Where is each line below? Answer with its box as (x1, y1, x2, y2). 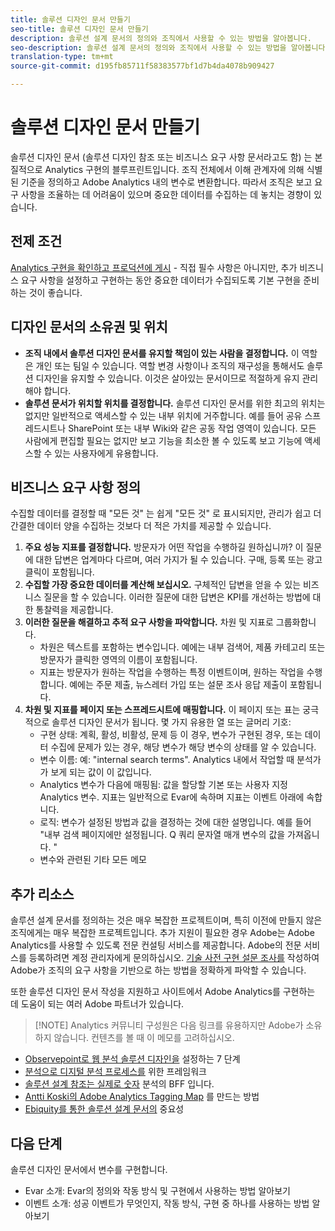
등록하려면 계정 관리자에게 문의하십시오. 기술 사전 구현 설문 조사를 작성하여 (28, 952, 320, 964)
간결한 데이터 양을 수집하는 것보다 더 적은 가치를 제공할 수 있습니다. (10, 520, 272, 532)
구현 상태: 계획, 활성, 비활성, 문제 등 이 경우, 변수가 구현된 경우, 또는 (39, 729, 303, 741)
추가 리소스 (10, 886, 75, 903)
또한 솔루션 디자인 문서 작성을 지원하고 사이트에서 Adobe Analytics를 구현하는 (10, 986, 316, 998)
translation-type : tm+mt (10, 52, 114, 62)
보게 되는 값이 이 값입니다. (50, 766, 152, 778)
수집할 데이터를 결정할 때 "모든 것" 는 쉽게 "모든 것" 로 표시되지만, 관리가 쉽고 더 (10, 507, 322, 520)
